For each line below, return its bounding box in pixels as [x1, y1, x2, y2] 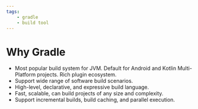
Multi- [177, 65, 193, 72]
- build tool [17, 20, 49, 25]
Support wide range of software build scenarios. [14, 78, 133, 85]
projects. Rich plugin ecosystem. [37, 71, 117, 78]
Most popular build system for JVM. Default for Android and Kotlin [14, 65, 177, 72]
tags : [6, 8, 20, 15]
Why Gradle [6, 45, 66, 59]
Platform [14, 71, 36, 78]
